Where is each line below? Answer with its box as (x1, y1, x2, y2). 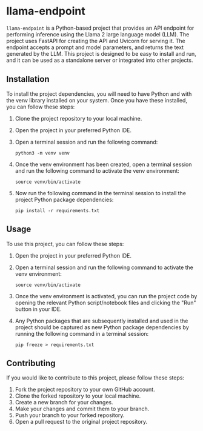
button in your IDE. (15, 305, 62, 313)
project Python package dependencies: (15, 196, 114, 203)
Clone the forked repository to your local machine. (15, 392, 141, 399)
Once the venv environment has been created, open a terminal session (15, 161, 192, 168)
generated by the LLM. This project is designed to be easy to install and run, (6, 50, 197, 57)
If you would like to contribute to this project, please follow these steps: (6, 374, 185, 381)
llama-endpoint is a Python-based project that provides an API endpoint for (6, 24, 195, 32)
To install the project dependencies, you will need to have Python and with (6, 90, 192, 98)
